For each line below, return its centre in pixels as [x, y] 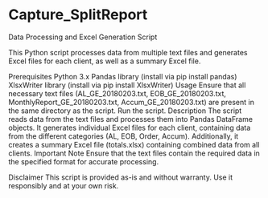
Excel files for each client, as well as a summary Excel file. [105, 61]
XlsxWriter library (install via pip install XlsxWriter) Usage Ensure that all [127, 85]
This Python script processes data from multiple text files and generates [128, 52]
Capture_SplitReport [78, 15]
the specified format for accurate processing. [84, 161]
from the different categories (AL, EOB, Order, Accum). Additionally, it [124, 136]
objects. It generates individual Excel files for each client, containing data [130, 127]
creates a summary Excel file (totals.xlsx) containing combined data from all [134, 144]
